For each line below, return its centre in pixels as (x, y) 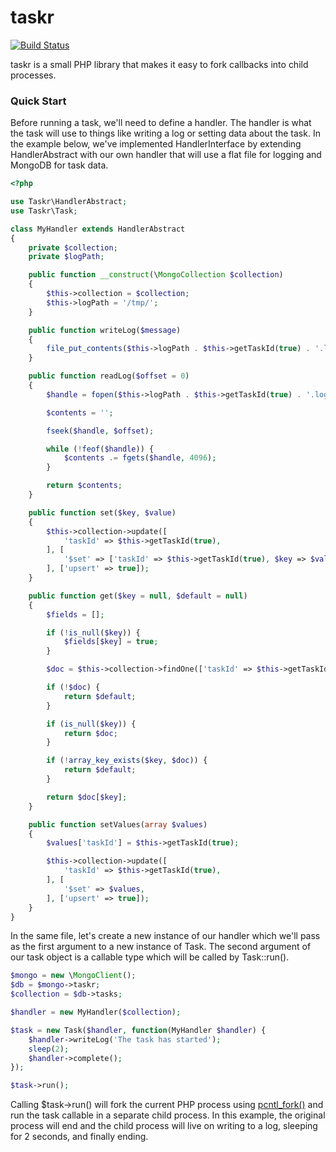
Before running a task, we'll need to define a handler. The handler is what (161, 123)
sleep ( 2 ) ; (49, 1049)
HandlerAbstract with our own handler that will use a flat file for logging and (166, 155)
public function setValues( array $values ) (118, 824)
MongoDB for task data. (59, 165)
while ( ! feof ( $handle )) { (100, 449)
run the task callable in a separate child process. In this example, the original (168, 1115)
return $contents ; (84, 486)
